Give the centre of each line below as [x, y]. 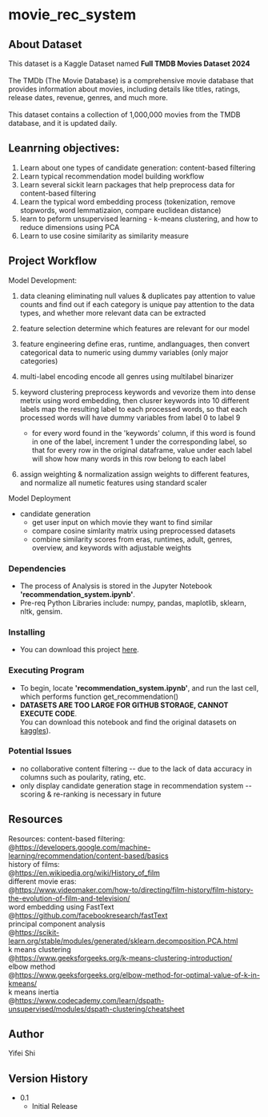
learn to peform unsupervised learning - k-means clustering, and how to [139, 219]
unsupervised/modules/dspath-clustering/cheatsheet [97, 1009]
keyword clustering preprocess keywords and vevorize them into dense [138, 392]
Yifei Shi [22, 1053]
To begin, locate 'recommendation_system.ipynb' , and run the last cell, [139, 688]
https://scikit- [37, 932]
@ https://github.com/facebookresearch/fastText [88, 915]
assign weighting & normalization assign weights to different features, [135, 474]
